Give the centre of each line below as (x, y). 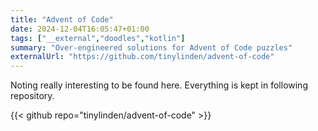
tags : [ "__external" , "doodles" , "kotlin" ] (98, 38)
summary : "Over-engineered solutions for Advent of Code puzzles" (151, 47)
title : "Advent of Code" (62, 19)
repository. (32, 96)
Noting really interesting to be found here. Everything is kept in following (159, 85)
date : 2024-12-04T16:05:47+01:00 (80, 29)
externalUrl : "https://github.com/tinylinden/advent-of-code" (142, 57)
